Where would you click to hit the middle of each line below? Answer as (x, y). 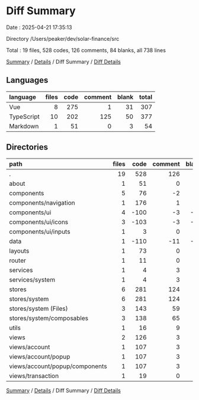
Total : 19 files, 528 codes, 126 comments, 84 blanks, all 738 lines (86, 50)
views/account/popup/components (58, 366)
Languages (27, 80)
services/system (32, 279)
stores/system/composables (49, 318)
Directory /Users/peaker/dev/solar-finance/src (63, 38)
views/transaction (34, 376)
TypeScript (24, 117)
